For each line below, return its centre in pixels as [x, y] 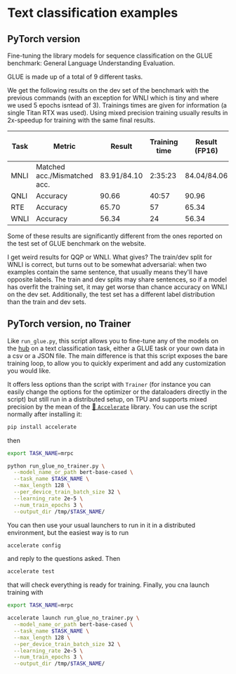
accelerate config [34, 546]
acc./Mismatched [65, 176]
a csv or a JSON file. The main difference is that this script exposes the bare [118, 355]
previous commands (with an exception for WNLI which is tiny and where [113, 98]
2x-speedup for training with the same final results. [81, 120]
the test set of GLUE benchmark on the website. [77, 243]
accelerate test [31, 571]
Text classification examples [93, 13]
